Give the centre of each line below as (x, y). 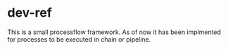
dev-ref (30, 13)
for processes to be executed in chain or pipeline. (79, 39)
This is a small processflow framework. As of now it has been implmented (114, 32)
